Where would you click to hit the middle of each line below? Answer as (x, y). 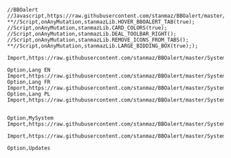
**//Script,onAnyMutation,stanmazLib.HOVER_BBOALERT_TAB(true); (101, 22)
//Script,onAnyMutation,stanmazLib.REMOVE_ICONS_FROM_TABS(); (98, 40)
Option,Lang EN (29, 70)
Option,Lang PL (29, 94)
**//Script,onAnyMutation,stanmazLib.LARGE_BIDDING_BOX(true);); (102, 46)
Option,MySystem (30, 118)
